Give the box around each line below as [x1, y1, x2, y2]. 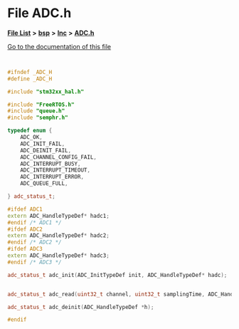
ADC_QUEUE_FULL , [20, 180, 69, 187]
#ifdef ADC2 [7, 226, 43, 233]
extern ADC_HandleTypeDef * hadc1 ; [7, 212, 110, 219]
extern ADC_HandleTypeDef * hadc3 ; [7, 252, 110, 259]
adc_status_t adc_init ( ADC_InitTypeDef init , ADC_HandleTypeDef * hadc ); [7, 271, 228, 278]
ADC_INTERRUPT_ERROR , [20, 173, 84, 181]
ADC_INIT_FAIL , [20, 140, 65, 147]
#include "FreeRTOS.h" [7, 101, 75, 108]
